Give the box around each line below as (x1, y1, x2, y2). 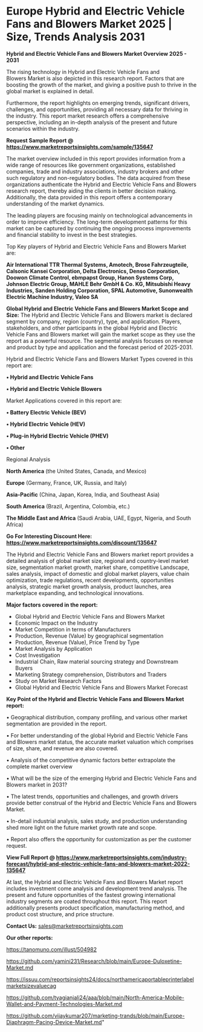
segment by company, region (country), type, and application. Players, (6, 318, 182, 325)
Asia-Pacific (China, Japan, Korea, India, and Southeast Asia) (6, 491, 160, 498)
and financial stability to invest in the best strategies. (6, 231, 137, 238)
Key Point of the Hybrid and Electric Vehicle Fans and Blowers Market (6, 695, 184, 702)
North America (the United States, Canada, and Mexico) (6, 467, 147, 474)
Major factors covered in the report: (6, 601, 98, 608)
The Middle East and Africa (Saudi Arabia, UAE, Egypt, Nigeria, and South (6, 514, 192, 522)
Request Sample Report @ (6, 136, 74, 144)
